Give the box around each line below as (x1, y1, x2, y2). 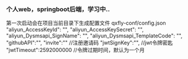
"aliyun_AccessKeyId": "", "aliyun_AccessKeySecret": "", (6, 26, 144, 33)
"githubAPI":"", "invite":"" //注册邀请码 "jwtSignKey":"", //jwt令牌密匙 (6, 39, 173, 46)
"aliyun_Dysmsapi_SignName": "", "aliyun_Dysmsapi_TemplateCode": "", (6, 32, 183, 39)
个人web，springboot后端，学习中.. (6, 5, 110, 13)
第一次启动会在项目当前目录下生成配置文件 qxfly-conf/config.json (6, 19, 166, 27)
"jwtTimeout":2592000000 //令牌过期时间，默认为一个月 (6, 47, 145, 54)
